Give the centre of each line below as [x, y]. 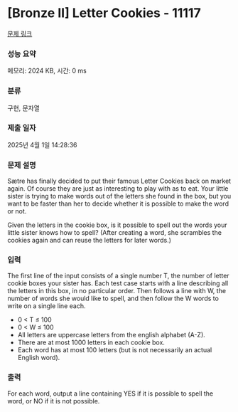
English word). [39, 358]
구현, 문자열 [24, 107]
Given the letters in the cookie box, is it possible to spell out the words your [117, 225]
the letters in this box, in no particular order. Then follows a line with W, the [117, 291]
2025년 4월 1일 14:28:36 [42, 144]
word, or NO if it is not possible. [54, 401]
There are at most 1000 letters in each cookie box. [91, 342]
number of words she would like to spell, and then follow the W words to [113, 299]
